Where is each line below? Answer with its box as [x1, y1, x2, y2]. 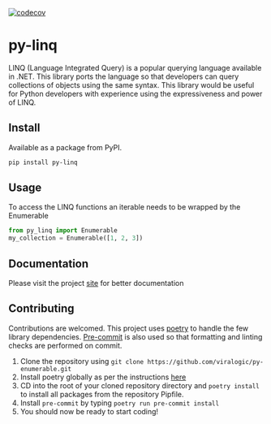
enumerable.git [19, 365, 72, 373]
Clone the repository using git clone [19, 356, 144, 366]
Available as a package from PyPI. [8, 142, 123, 152]
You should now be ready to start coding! [19, 406, 159, 416]
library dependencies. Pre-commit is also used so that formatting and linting [8, 331, 263, 341]
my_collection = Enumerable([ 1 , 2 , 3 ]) [8, 234, 144, 243]
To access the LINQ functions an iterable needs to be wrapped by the [8, 202, 241, 212]
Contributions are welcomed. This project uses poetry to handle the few [8, 323, 249, 333]
